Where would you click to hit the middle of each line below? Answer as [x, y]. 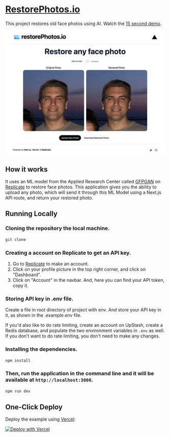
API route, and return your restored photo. [49, 198]
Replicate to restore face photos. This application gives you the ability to [81, 187]
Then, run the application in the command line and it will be [80, 374]
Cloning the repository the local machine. [58, 228]
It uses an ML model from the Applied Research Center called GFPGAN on [83, 182]
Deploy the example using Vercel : [40, 419]
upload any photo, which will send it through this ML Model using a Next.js [83, 192]
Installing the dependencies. [41, 349]
